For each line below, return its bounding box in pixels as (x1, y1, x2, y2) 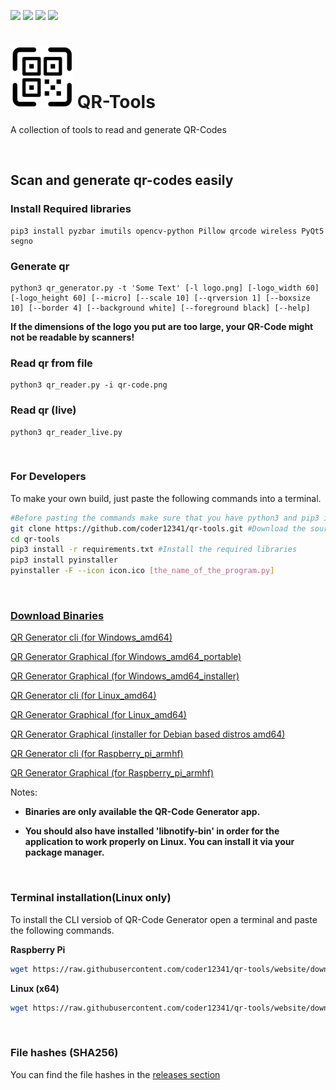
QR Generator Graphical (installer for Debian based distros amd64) (10, 728, 286, 740)
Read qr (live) (10, 403, 77, 417)
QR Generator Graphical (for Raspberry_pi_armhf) (10, 767, 215, 779)
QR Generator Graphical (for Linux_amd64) (10, 709, 187, 721)
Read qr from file (10, 356, 93, 370)
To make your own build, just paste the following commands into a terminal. (10, 492, 322, 504)
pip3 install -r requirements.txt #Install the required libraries (10, 545, 298, 555)
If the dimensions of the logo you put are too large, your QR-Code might (10, 320, 314, 332)
